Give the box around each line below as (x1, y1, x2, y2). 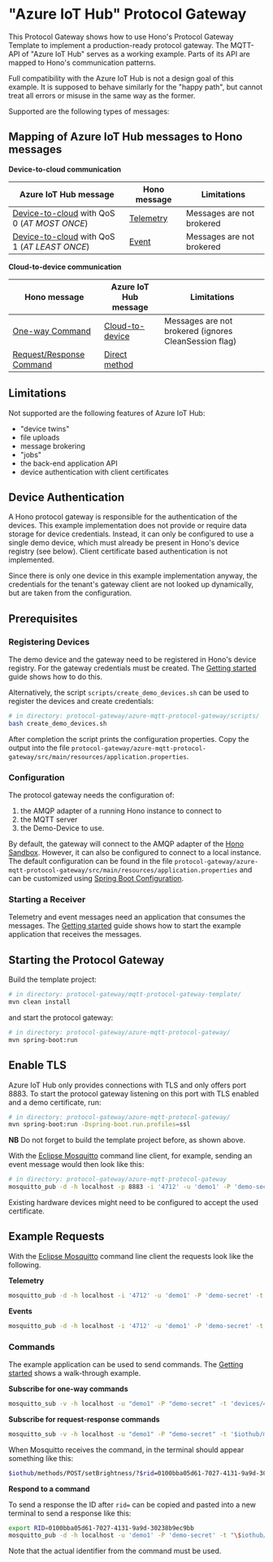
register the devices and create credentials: (8, 696, 154, 706)
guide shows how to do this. (8, 672, 103, 682)
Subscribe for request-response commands (8, 1414, 160, 1424)
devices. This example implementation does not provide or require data (8, 521, 247, 531)
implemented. (8, 555, 54, 565)
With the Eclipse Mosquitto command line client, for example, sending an (8, 1151, 253, 1161)
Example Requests (8, 1230, 105, 1243)
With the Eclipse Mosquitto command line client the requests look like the (8, 1251, 254, 1260)
